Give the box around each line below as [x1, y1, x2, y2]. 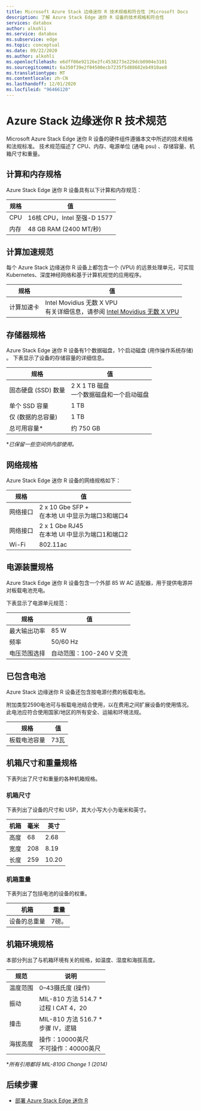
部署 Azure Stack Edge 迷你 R [14, 1097, 89, 1104]
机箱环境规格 [6, 940, 54, 950]
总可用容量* [9, 424, 44, 432]
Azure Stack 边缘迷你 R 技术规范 [6, 114, 167, 128]
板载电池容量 [9, 736, 46, 744]
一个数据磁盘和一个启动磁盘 [71, 391, 150, 399]
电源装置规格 [6, 562, 54, 572]
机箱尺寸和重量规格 [6, 758, 77, 769]
